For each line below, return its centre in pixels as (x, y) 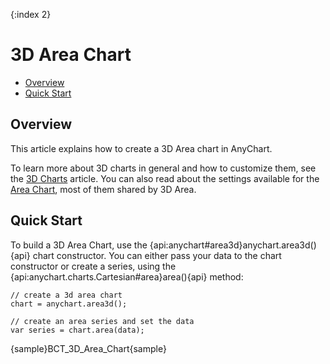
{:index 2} (31, 14)
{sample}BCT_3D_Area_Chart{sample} (88, 348)
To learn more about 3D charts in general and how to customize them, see (163, 168)
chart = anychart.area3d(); (69, 304)
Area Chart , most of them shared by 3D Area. (103, 189)
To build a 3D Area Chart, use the (79, 245)
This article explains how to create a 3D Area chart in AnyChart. (141, 148)
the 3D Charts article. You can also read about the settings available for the (165, 178)
